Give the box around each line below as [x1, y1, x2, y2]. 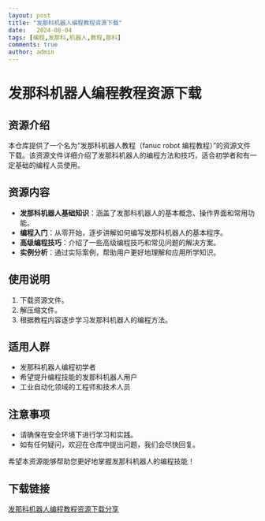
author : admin [8, 48, 55, 56]
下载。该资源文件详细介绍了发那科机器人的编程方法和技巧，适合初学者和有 [8, 151, 250, 160]
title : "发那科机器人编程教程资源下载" [8, 19, 122, 27]
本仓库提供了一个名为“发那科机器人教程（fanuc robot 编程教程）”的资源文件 [8, 141, 251, 150]
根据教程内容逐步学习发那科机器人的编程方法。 [19, 314, 172, 324]
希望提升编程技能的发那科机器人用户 [19, 372, 138, 382]
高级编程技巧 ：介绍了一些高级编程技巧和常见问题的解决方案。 [19, 237, 221, 247]
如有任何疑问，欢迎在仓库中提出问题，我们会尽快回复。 [19, 440, 200, 449]
